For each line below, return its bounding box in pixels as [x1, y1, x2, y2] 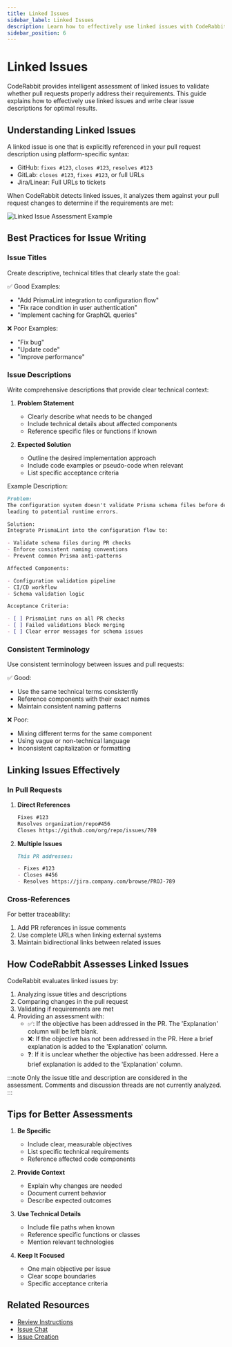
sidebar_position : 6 [7, 29, 67, 37]
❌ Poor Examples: [7, 324, 59, 332]
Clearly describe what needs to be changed [27, 412, 153, 421]
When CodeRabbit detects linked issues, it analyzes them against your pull [7, 192, 220, 199]
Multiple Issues [17, 839, 63, 847]
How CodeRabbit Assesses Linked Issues [7, 958, 189, 970]
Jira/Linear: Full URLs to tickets [17, 178, 106, 186]
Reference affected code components [27, 1155, 136, 1163]
